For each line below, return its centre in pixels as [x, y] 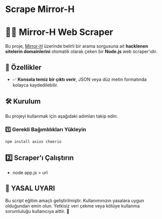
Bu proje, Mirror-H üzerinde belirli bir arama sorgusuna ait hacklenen [77, 46]
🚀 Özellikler [23, 67]
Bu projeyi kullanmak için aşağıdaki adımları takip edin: [61, 116]
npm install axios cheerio [33, 142]
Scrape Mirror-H [40, 9]
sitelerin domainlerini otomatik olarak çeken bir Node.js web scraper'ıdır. [82, 52]
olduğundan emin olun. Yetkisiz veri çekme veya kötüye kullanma [72, 206]
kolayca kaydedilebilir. [35, 85]
